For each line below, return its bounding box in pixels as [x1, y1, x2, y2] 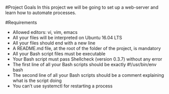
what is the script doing [12, 78, 62, 83]
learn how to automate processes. [5, 10, 77, 16]
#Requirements [5, 20, 37, 25]
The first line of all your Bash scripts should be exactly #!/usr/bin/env [12, 62, 157, 67]
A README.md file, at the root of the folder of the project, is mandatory [12, 45, 161, 51]
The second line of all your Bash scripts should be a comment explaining [12, 72, 164, 78]
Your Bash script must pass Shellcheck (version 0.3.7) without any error [12, 56, 162, 62]
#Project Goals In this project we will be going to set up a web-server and [5, 5, 158, 10]
